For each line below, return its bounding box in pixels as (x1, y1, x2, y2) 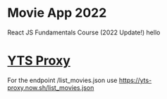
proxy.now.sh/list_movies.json (7, 83, 94, 92)
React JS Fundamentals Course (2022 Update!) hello (7, 28, 161, 37)
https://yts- (118, 76, 152, 84)
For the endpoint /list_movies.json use (7, 76, 118, 84)
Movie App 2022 (7, 5, 107, 21)
